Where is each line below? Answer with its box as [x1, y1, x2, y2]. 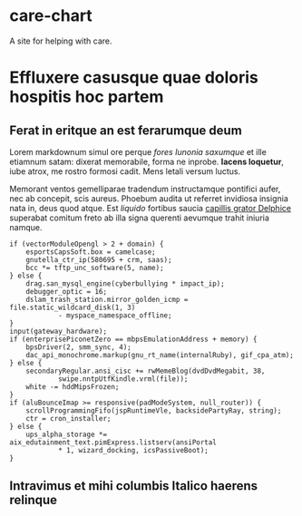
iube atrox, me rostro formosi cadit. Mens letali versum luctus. [9, 165, 241, 177]
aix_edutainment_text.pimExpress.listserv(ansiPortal [9, 437, 218, 447]
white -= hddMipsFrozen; [25, 382, 120, 391]
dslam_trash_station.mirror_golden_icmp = [25, 295, 189, 304]
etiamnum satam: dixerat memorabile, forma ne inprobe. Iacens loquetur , [9, 156, 284, 167]
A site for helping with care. [9, 35, 112, 46]
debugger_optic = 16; [25, 287, 107, 296]
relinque [9, 492, 57, 508]
